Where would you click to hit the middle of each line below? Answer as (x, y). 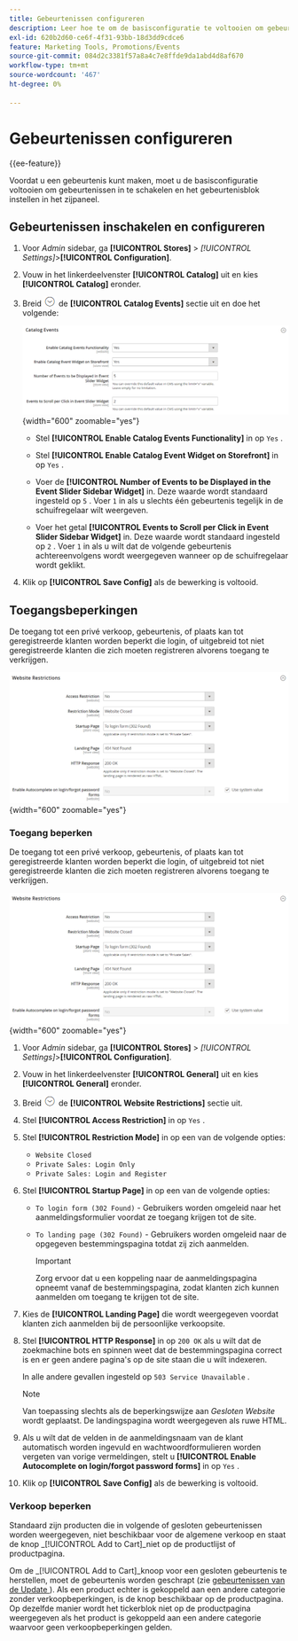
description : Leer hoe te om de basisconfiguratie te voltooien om (137, 28)
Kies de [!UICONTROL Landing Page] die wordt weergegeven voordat (150, 1314)
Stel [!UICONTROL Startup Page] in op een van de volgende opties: (146, 1190)
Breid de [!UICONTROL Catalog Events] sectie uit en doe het (141, 304)
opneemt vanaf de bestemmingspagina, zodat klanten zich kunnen (157, 1287)
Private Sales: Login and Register (101, 1174)
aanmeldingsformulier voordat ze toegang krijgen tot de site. (146, 1217)
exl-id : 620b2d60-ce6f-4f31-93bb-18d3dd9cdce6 (97, 37)
